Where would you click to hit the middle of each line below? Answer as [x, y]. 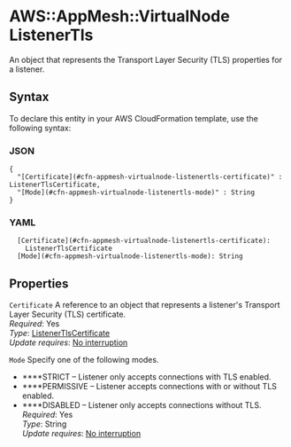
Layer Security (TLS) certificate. [68, 314]
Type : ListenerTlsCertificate [60, 333]
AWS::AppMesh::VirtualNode [119, 16]
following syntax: [40, 128]
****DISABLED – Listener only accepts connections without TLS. [142, 405]
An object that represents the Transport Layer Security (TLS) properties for [146, 59]
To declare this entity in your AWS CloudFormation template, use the [134, 118]
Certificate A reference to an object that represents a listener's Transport [145, 305]
